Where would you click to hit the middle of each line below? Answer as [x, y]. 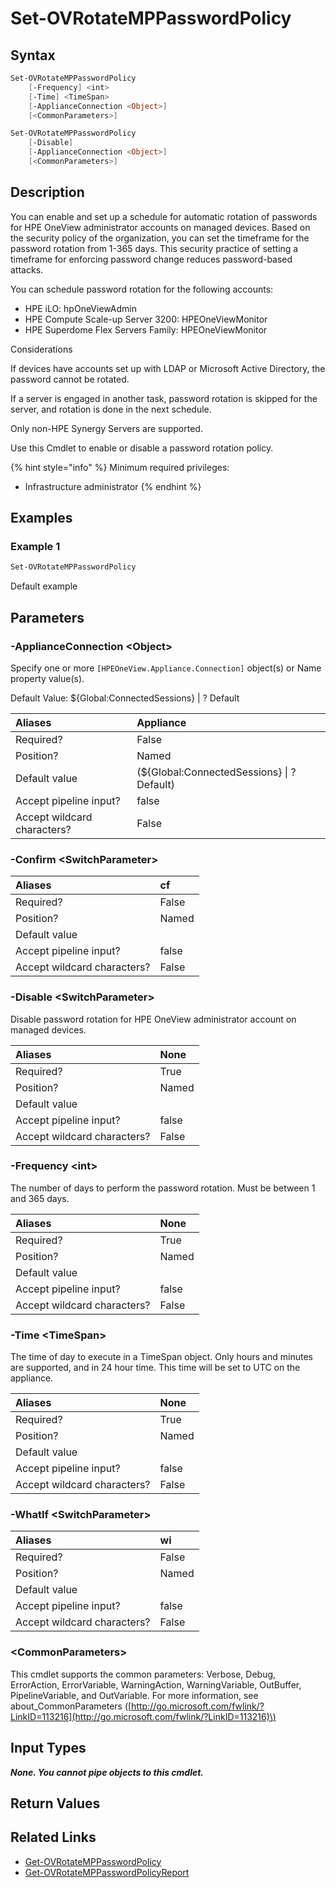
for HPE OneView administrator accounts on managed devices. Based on [160, 227]
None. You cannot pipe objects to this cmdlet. [107, 1772]
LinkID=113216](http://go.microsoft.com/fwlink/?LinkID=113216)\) [143, 1716]
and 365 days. [40, 1198]
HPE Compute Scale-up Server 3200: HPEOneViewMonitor [146, 319]
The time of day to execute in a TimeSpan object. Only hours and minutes [161, 1357]
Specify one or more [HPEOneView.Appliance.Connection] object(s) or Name [166, 668]
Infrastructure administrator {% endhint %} [113, 486]
